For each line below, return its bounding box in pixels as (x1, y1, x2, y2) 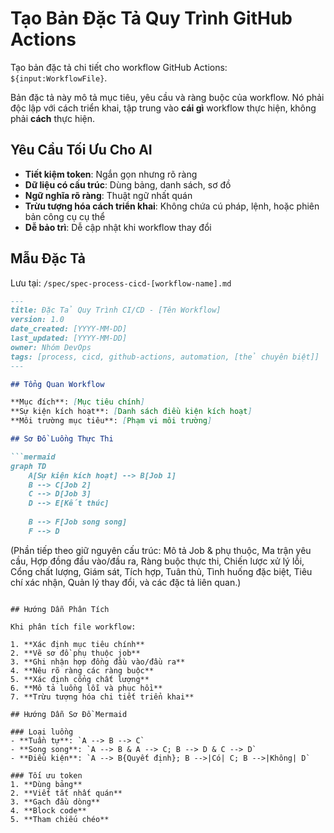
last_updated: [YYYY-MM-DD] (10, 333, 128, 344)
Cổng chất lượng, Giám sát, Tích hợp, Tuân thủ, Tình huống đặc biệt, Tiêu (10, 565, 313, 577)
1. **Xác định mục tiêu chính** (10, 639, 145, 649)
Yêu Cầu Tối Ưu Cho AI (10, 142, 153, 159)
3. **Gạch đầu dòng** (10, 797, 101, 807)
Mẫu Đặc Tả (10, 250, 86, 267)
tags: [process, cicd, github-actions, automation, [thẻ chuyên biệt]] (10, 352, 320, 362)
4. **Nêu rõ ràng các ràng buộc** (10, 665, 155, 676)
